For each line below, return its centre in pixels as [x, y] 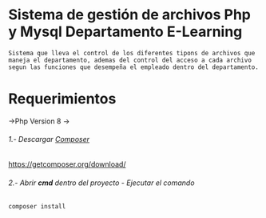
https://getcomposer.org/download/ [67, 164]
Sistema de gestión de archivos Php [130, 15]
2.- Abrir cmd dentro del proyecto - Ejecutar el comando [101, 183]
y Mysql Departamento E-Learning [125, 32]
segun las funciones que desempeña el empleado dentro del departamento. [134, 67]
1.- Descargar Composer [49, 139]
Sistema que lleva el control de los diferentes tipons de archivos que [132, 53]
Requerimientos [62, 99]
